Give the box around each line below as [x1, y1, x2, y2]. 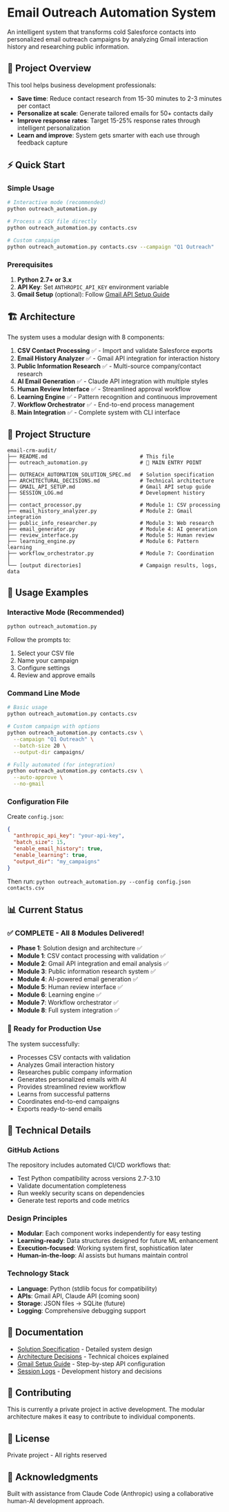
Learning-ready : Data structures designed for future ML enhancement [17, 1237, 219, 1245]
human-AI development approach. [7, 1497, 105, 1505]
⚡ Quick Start [7, 159, 66, 171]
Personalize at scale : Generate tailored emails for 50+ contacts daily [17, 109, 214, 117]
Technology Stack [7, 1269, 70, 1278]
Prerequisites [7, 259, 53, 269]
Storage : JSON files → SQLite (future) [17, 1299, 126, 1307]
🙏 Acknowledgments [7, 1471, 99, 1483]
